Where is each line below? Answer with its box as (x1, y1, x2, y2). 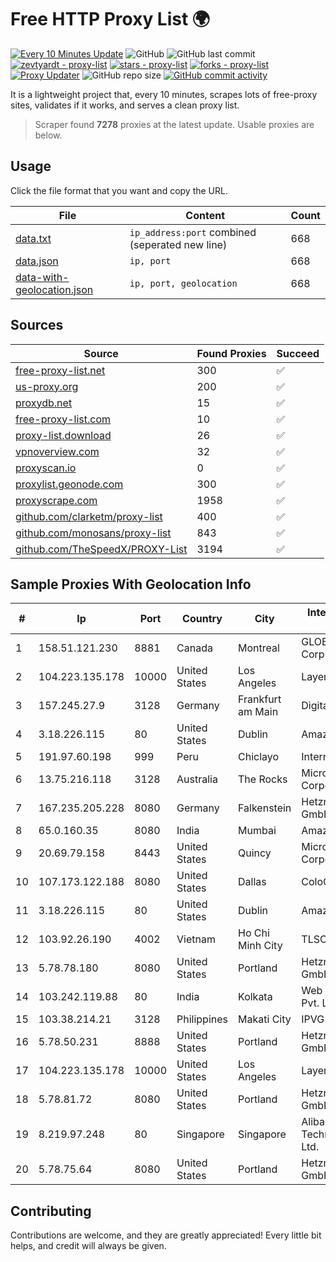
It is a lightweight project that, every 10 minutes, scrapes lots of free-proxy (10, 88, 318, 100)
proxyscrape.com (15, 493, 98, 507)
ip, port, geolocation (129, 277, 238, 289)
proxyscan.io (15, 461, 77, 475)
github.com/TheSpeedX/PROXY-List (15, 542, 188, 556)
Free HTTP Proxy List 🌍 (10, 8, 211, 31)
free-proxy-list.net (15, 363, 106, 377)
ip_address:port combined (129, 225, 257, 239)
